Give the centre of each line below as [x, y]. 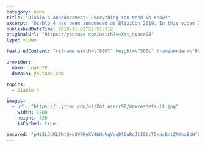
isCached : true [37, 123]
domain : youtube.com [38, 73]
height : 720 [32, 118]
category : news [26, 12]
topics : [16, 84]
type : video [21, 40]
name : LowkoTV [30, 67]
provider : [19, 62]
